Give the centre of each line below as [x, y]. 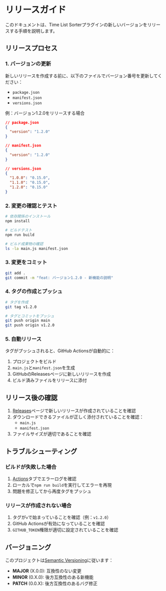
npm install [17, 221]
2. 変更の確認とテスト [31, 206]
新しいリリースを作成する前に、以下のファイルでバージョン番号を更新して [81, 76]
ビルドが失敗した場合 [31, 467]
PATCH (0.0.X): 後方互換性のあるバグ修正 [55, 583]
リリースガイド [36, 10]
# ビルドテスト [19, 230]
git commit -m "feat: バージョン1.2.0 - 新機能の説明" [59, 278]
